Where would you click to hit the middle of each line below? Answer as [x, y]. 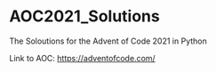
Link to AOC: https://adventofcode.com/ [82, 58]
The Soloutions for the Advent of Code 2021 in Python [108, 41]
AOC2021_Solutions [84, 16]
